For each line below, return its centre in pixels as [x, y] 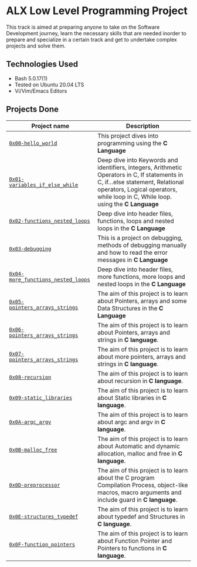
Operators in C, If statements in [140, 174]
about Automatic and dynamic [139, 446]
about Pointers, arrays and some [142, 301]
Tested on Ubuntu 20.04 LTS [49, 85]
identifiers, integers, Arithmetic [140, 167]
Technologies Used [42, 64]
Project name [50, 126]
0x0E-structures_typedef [44, 517]
